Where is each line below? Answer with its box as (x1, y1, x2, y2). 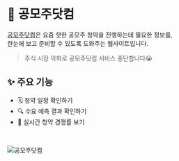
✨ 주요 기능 (7, 76, 54, 88)
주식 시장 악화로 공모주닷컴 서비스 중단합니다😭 (24, 53, 153, 62)
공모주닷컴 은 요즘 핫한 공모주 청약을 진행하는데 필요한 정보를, (7, 31, 173, 39)
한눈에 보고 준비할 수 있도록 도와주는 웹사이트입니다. (7, 39, 148, 47)
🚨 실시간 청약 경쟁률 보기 (17, 117, 85, 126)
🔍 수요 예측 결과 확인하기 (17, 107, 87, 115)
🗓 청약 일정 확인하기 (17, 96, 73, 104)
